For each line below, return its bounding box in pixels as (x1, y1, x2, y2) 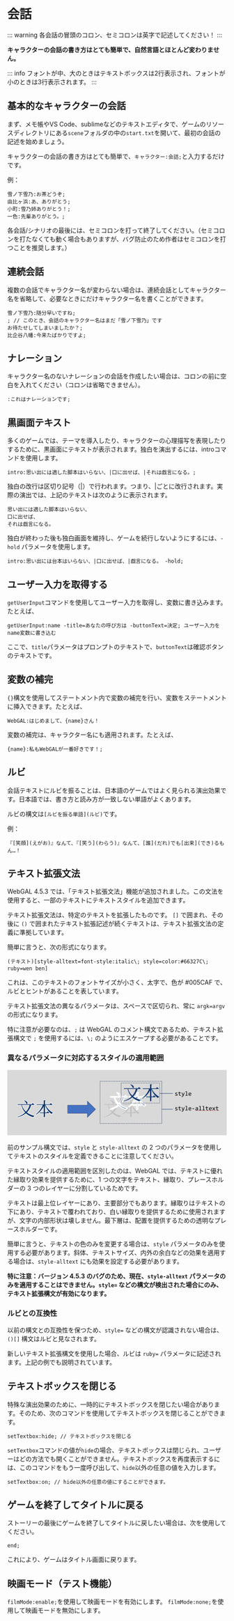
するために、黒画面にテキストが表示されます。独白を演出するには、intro (7, 445, 214, 453)
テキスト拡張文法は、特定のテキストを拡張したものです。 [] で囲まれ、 (7, 911, 212, 919)
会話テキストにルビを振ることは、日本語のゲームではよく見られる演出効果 (7, 786, 221, 794)
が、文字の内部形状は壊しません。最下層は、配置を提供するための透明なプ (7, 1216, 221, 1225)
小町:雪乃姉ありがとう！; (7, 205, 71, 212)
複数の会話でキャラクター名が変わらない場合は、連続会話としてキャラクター (7, 285, 226, 294)
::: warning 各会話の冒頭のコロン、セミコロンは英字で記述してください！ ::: (7, 31, 223, 39)
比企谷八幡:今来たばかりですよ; (7, 331, 87, 338)
